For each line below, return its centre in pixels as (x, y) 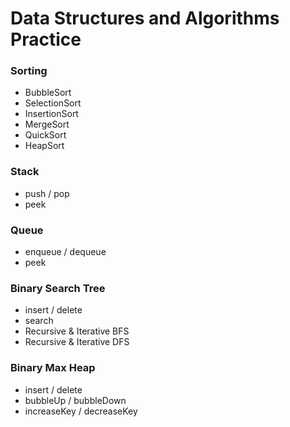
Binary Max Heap (53, 368)
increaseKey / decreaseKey (81, 411)
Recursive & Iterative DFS (77, 342)
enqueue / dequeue (65, 252)
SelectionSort (53, 103)
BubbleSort (48, 93)
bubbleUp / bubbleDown (75, 400)
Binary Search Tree (58, 288)
